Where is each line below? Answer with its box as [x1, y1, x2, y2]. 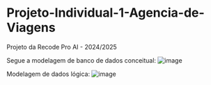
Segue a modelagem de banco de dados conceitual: [6, 56, 157, 64]
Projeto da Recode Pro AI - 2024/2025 [6, 42, 118, 51]
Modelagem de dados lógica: [6, 70, 91, 78]
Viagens [6, 20, 56, 36]
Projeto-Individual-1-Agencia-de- [6, 5, 205, 21]
